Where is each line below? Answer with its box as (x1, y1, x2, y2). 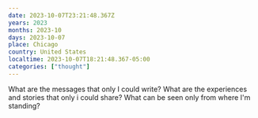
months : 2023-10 (8, 26, 62, 34)
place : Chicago (8, 41, 59, 49)
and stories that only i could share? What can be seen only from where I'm (8, 92, 251, 102)
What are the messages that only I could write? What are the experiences (8, 84, 248, 94)
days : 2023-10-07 (8, 33, 66, 42)
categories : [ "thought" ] (8, 63, 90, 71)
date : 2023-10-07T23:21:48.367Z (8, 11, 115, 20)
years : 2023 (8, 19, 47, 27)
